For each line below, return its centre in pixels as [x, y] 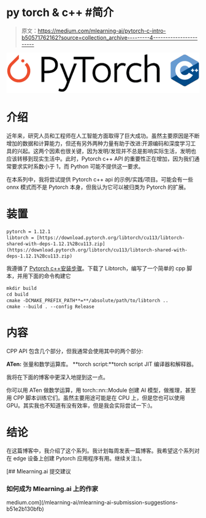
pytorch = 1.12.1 [29, 232]
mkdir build [21, 289]
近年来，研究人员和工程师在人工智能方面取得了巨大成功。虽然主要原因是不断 [103, 136]
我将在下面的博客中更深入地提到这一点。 [57, 377]
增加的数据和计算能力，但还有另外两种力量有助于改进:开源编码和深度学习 [99, 143]
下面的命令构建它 [49, 276]
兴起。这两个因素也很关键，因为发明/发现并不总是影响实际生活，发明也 [107, 151]
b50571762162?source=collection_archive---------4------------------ [109, 37]
